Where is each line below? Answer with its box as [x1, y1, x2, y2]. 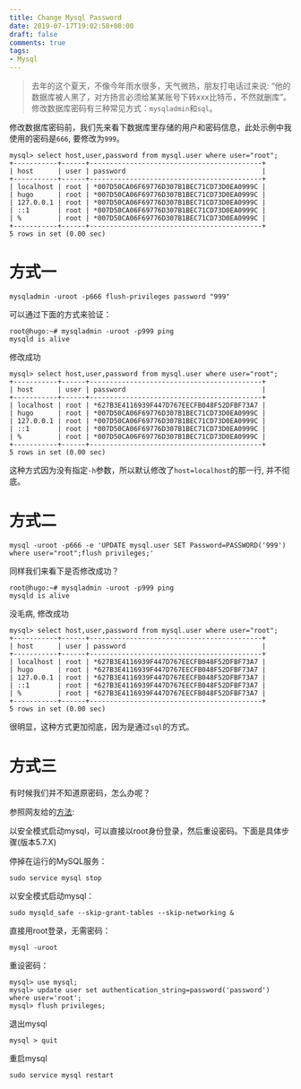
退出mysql [9, 1018, 47, 1029]
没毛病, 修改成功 [9, 608, 69, 618]
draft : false [9, 30, 58, 39]
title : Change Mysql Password [9, 13, 123, 22]
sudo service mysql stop [9, 873, 102, 883]
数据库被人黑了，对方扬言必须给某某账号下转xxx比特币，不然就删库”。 [30, 91, 291, 102]
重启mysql [9, 1052, 47, 1063]
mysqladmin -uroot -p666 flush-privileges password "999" [9, 292, 230, 301]
